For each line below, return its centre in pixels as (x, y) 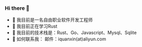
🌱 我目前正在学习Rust (35, 26)
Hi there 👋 (17, 8)
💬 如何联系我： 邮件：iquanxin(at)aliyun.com (59, 39)
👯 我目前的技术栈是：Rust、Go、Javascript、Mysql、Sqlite (74, 33)
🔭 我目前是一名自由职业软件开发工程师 (52, 20)
